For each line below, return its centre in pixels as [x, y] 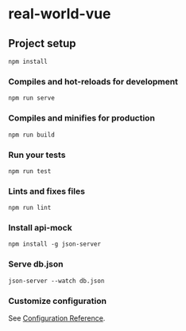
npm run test [30, 171]
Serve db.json [36, 264]
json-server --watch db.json [56, 281]
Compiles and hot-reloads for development [93, 81]
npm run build [32, 135]
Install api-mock [41, 228]
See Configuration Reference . [57, 318]
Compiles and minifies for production [81, 118]
